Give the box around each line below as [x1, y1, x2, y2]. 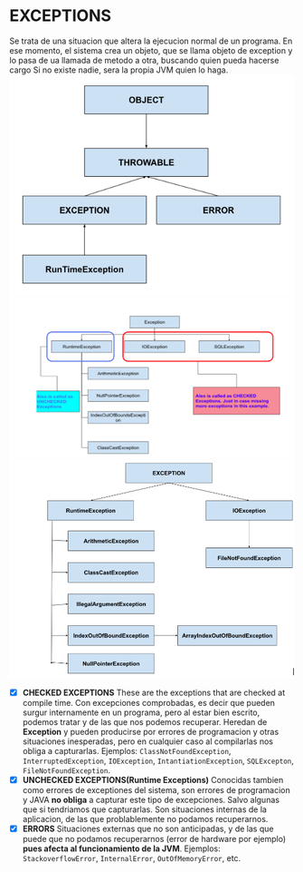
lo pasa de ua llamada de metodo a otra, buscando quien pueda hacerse [9, 54, 279, 65]
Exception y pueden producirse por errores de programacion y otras [22, 726, 279, 737]
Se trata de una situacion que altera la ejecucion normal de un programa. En [9, 35, 293, 46]
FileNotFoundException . [22, 764, 111, 776]
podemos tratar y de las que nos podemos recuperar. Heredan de [22, 716, 268, 727]
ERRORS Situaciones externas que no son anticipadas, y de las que [22, 823, 274, 834]
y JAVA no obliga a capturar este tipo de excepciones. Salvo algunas [22, 794, 280, 805]
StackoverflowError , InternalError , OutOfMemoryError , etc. [22, 853, 241, 864]
